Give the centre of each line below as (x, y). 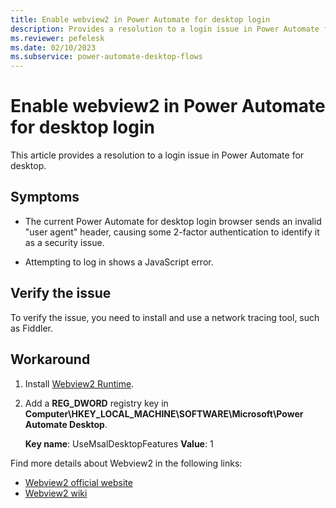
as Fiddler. (31, 328)
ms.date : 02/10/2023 (53, 47)
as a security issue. (64, 242)
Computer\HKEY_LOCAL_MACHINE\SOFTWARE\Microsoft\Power (164, 413)
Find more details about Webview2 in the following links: (126, 463)
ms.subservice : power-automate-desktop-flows (106, 57)
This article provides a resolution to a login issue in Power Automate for (157, 155)
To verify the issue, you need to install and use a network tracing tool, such (165, 317)
